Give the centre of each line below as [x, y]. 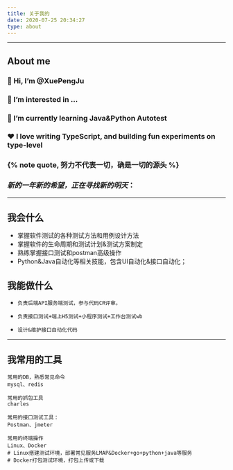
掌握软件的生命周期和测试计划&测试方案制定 [80, 244]
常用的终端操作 [25, 438]
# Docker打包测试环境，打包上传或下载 [56, 461]
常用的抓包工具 [25, 398]
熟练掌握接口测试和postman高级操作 [69, 253]
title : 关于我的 [28, 14]
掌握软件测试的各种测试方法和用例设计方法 [78, 236]
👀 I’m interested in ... [43, 99]
